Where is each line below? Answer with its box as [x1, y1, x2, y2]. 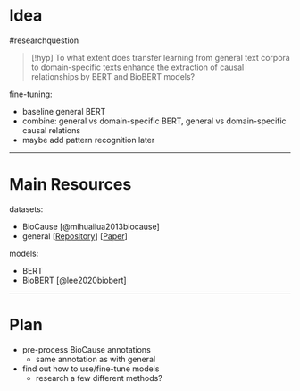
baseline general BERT [21, 106, 106, 116]
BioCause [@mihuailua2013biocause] [21, 221, 161, 232]
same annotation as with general [35, 353, 156, 364]
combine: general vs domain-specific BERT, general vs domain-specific [21, 115, 287, 126]
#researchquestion [9, 35, 79, 46]
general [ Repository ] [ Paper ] [21, 230, 128, 242]
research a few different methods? [35, 372, 162, 383]
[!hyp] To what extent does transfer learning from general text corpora [30, 52, 290, 63]
